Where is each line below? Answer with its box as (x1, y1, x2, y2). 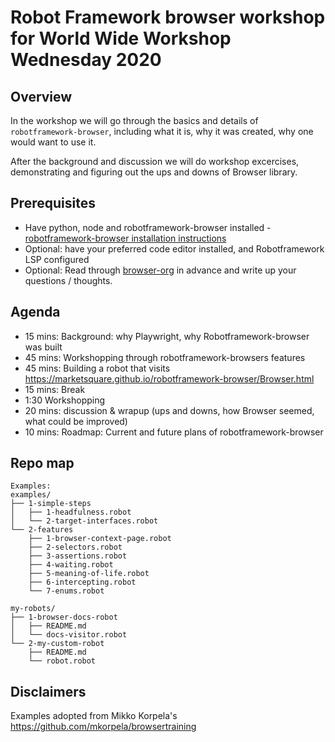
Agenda (10, 304, 61, 321)
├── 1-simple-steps (10, 499, 92, 509)
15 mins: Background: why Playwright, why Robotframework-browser (24, 330, 310, 342)
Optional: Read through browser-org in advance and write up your (24, 264, 297, 276)
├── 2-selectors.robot (28, 542, 123, 553)
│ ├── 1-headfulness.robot (10, 507, 132, 518)
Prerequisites (10, 195, 96, 212)
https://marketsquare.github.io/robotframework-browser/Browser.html (24, 372, 315, 385)
